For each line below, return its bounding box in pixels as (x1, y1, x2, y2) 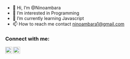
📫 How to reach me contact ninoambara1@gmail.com (12, 21, 125, 27)
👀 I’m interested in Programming (12, 10, 80, 16)
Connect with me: (5, 35, 50, 42)
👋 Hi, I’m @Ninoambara (12, 5, 61, 10)
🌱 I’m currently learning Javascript (12, 15, 84, 21)
